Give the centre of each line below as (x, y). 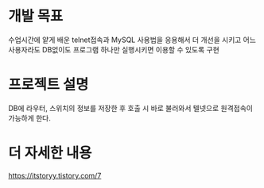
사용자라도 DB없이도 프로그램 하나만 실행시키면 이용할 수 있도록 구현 (114, 49)
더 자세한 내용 (50, 153)
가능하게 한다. (30, 118)
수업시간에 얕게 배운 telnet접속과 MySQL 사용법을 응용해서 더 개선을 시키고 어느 (132, 40)
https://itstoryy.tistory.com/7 (55, 175)
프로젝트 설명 (49, 85)
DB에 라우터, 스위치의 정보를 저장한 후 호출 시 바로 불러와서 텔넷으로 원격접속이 (130, 108)
